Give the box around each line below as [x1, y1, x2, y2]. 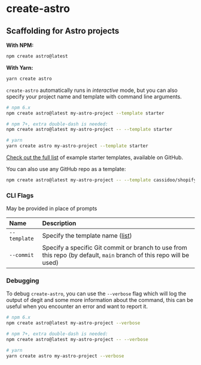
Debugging [6, 277, 39, 285]
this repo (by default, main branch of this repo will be [42, 251, 190, 259]
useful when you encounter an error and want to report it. [6, 303, 148, 310]
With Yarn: [6, 64, 33, 71]
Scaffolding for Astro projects [6, 26, 120, 36]
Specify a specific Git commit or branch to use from [42, 244, 187, 252]
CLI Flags [6, 191, 34, 199]
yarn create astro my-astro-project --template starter [6, 143, 148, 149]
